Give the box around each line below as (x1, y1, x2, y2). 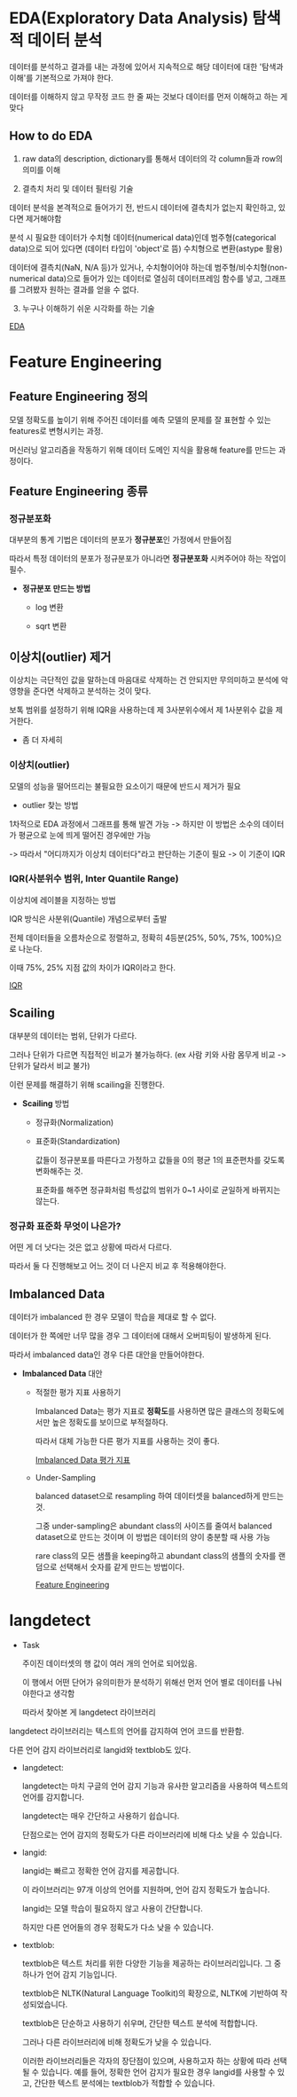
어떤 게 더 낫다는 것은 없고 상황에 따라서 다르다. (9, 1241, 173, 1252)
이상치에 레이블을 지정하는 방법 (9, 894, 117, 905)
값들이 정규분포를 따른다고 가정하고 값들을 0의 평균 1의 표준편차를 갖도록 (35, 1154, 285, 1165)
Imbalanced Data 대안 (21, 1368, 104, 1378)
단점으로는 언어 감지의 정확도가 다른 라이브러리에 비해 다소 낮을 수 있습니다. (21, 1829, 283, 1840)
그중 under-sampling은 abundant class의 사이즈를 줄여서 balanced (35, 1520, 273, 1531)
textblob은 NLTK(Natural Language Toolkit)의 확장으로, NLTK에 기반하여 (21, 1988, 279, 1999)
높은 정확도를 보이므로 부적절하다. (51, 1417, 168, 1427)
